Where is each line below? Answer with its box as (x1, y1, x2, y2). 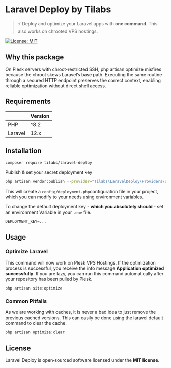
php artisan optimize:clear (5, 330, 65, 335)
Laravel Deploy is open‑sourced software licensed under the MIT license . (5, 357, 160, 363)
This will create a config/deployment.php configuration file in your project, (5, 189, 159, 195)
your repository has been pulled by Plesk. (5, 276, 93, 282)
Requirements (5, 97, 51, 106)
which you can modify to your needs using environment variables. (5, 194, 144, 200)
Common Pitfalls (5, 297, 47, 304)
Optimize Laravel (5, 248, 48, 255)
